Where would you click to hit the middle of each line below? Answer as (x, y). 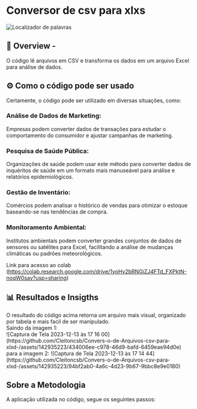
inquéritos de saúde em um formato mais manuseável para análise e (91, 171)
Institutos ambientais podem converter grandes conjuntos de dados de (94, 241)
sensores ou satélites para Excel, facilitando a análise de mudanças (90, 247)
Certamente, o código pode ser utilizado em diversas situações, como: (94, 100)
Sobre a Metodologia (46, 385)
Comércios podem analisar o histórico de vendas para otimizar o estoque (97, 206)
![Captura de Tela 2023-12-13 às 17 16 (53, 334)
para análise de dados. (35, 67)
